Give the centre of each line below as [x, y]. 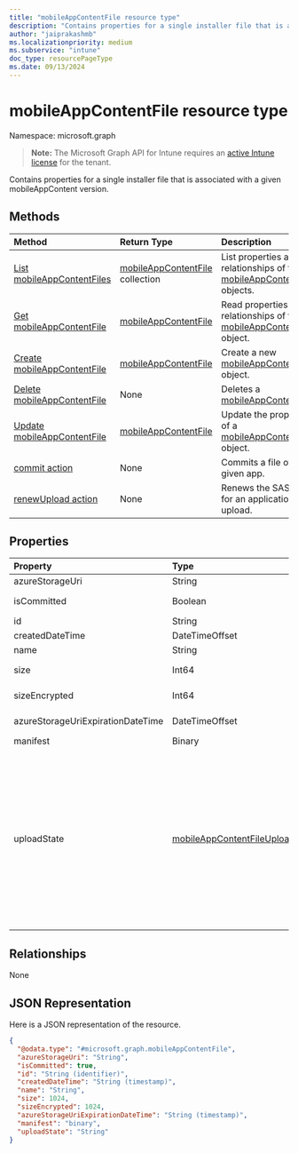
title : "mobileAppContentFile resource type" [94, 17]
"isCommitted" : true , [57, 1066]
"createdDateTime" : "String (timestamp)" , [97, 1082]
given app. [243, 473]
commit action [43, 467]
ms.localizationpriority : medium [71, 42]
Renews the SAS [255, 488]
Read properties [255, 305]
